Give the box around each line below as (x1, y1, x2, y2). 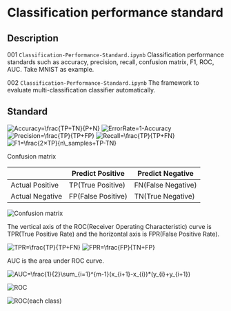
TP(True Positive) (68, 180, 126, 190)
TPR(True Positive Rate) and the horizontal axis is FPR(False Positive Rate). (7, 230, 220, 238)
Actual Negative (10, 191, 63, 201)
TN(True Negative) (134, 191, 195, 201)
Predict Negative (137, 168, 194, 178)
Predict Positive (71, 168, 125, 178)
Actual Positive (10, 180, 59, 190)
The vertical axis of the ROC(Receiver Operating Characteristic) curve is (7, 222, 212, 230)
